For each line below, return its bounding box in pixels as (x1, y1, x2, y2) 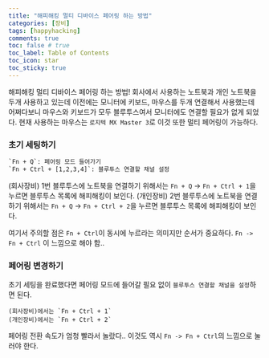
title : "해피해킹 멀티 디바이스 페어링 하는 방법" (8, 11, 153, 20)
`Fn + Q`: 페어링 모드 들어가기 (8, 158, 102, 166)
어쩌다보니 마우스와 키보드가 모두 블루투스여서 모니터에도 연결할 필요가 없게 (8, 107, 245, 116)
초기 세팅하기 (8, 139, 56, 150)
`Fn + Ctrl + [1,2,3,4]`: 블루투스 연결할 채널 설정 (8, 165, 170, 173)
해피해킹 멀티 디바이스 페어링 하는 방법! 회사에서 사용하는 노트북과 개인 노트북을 (8, 87, 257, 96)
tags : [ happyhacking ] (8, 26, 81, 35)
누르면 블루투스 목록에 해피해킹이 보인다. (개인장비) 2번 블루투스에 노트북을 (8, 190, 243, 201)
